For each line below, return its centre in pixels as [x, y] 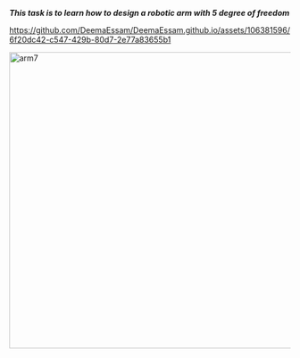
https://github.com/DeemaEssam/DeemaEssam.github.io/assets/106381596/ [150, 30]
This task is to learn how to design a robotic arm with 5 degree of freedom [150, 13]
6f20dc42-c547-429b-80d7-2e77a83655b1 [90, 40]
